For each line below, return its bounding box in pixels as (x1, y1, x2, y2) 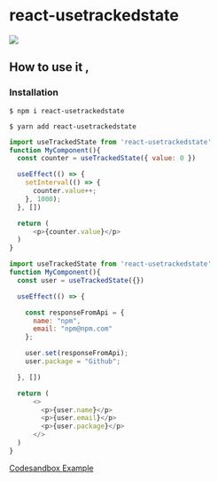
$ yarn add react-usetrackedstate (9, 121, 137, 131)
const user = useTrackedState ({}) (17, 276, 144, 284)
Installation (9, 86, 59, 98)
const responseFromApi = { (25, 307, 125, 317)
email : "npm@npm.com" (32, 324, 113, 333)
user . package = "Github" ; (25, 357, 121, 366)
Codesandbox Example (9, 463, 94, 473)
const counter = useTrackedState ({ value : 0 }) (17, 154, 197, 163)
